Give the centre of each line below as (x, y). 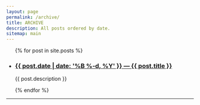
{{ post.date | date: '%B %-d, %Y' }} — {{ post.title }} (93, 66)
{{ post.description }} (41, 79)
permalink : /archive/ (33, 17)
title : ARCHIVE (25, 23)
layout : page (22, 12)
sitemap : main (24, 34)
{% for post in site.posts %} (49, 50)
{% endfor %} (32, 90)
